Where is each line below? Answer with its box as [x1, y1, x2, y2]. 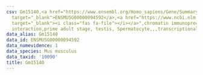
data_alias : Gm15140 [6, 31, 59, 37]
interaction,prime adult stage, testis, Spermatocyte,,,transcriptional [11, 25, 199, 32]
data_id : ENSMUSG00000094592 [6, 37, 80, 43]
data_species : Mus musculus [6, 48, 77, 54]
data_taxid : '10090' [6, 54, 59, 60]
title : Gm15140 [6, 59, 45, 65]
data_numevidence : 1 [6, 43, 59, 49]
